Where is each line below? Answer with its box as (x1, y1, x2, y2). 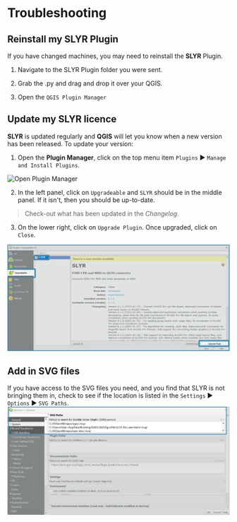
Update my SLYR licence (7, 113, 117, 125)
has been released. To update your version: (7, 139, 134, 148)
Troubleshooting (7, 5, 107, 21)
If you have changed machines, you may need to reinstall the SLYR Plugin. (7, 52, 224, 60)
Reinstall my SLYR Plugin (7, 33, 119, 45)
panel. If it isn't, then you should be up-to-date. (17, 196, 155, 204)
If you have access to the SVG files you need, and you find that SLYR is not (7, 384, 225, 393)
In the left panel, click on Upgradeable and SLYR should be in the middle (17, 188, 222, 196)
